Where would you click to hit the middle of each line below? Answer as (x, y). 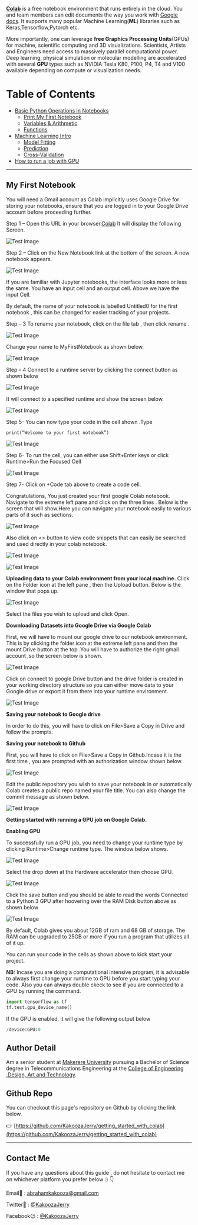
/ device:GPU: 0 (24, 1030)
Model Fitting (39, 142)
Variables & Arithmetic (50, 123)
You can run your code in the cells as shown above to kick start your (89, 954)
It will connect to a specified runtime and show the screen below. (85, 398)
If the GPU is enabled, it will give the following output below (78, 1018)
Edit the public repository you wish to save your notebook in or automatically (99, 784)
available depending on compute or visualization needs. (74, 70)
